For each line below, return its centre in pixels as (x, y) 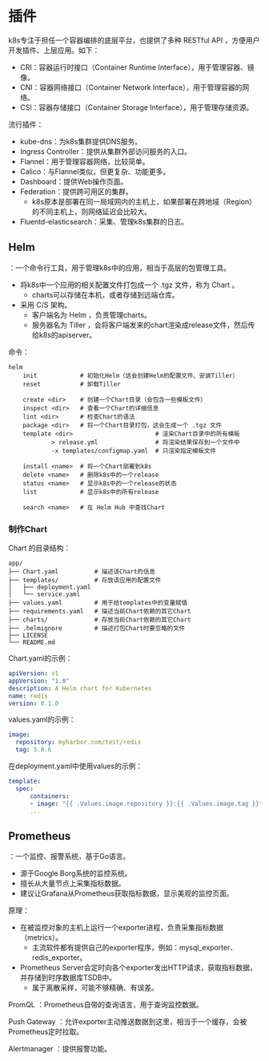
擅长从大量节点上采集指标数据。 (72, 884)
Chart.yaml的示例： (40, 658)
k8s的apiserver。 (68, 334)
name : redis (28, 696)
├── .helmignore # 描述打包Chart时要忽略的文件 (97, 629)
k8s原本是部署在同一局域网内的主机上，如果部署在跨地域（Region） (144, 201)
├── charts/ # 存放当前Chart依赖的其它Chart (100, 620)
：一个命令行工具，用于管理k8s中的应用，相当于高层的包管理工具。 (119, 267)
